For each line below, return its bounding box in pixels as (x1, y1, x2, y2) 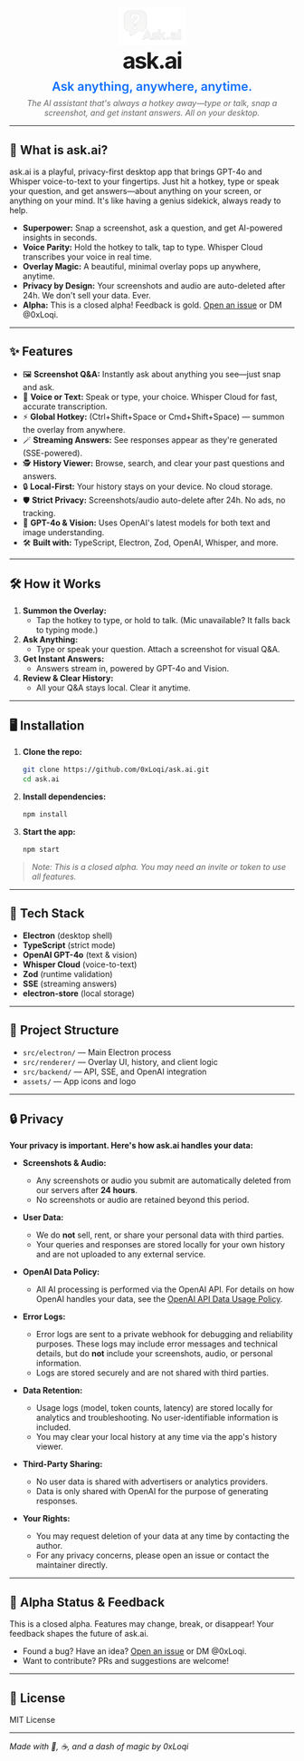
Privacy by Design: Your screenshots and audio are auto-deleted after (22, 280, 286, 291)
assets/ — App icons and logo (22, 1075, 137, 1086)
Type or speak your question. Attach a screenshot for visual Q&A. (35, 643, 280, 654)
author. (35, 1541, 63, 1551)
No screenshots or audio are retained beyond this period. (35, 1195, 250, 1206)
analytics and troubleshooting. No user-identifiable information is (35, 1413, 279, 1423)
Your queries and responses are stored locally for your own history (35, 1239, 285, 1250)
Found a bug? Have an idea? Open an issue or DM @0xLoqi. (22, 1646, 247, 1657)
